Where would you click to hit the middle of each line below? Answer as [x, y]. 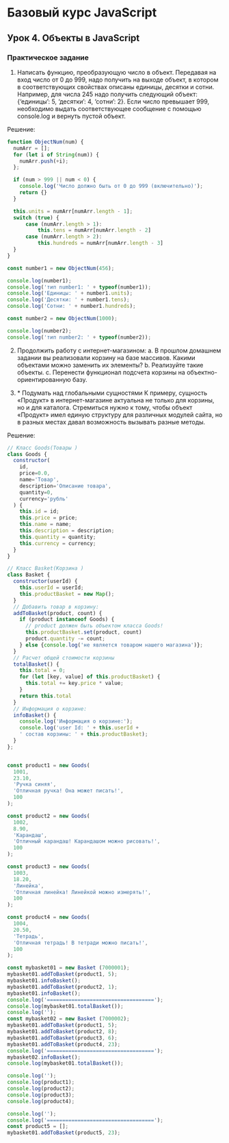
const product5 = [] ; [38, 1127]
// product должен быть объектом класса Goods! [94, 626]
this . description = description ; [67, 531]
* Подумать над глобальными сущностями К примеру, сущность [112, 393]
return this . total [45, 696]
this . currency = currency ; [58, 543]
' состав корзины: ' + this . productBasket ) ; [84, 734]
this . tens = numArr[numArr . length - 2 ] [94, 230]
